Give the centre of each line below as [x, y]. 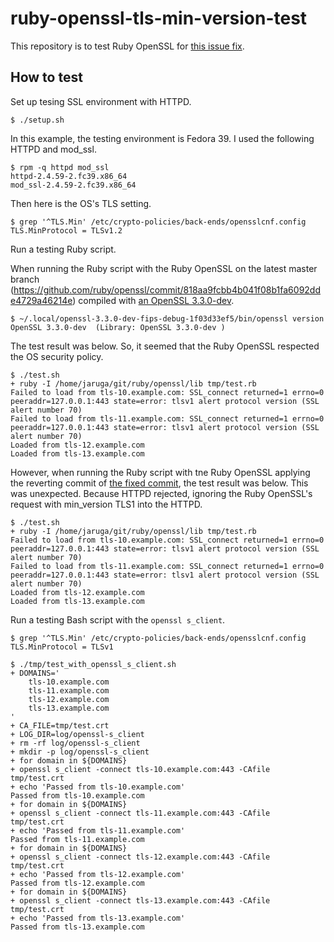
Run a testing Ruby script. [63, 249]
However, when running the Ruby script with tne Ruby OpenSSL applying [160, 472]
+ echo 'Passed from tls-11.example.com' [98, 830]
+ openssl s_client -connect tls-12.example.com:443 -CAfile [140, 857]
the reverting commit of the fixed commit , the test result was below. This [159, 483]
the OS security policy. [57, 356]
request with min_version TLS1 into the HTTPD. [106, 504]
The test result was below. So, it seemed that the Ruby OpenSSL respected [165, 346]
